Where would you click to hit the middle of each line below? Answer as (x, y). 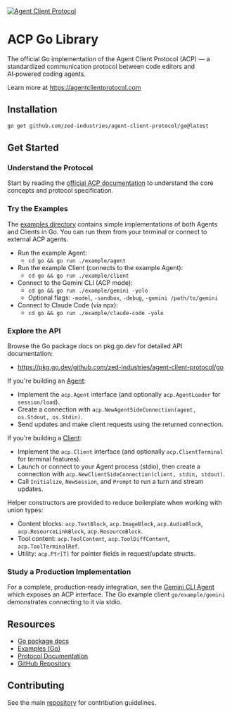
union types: (25, 510)
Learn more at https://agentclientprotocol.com (74, 87)
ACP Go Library (53, 40)
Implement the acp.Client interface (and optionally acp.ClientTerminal (120, 451)
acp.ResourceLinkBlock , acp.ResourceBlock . (80, 531)
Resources (31, 624)
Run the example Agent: (52, 253)
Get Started (33, 148)
